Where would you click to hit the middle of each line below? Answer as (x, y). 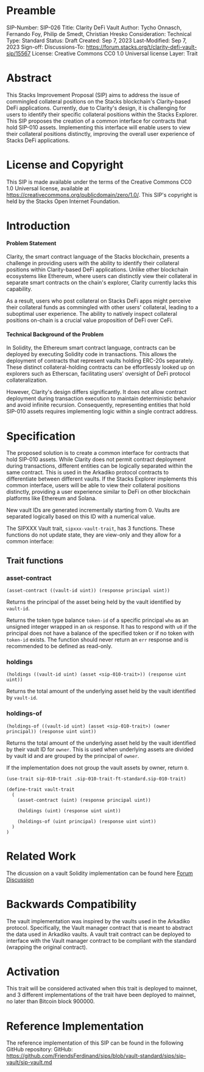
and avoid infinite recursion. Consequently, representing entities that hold (98, 405)
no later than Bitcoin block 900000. (51, 1001)
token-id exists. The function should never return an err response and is (97, 640)
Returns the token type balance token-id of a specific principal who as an (97, 620)
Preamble (31, 11)
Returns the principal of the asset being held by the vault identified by (94, 602)
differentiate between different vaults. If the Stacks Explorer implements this (102, 479)
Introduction (38, 226)
